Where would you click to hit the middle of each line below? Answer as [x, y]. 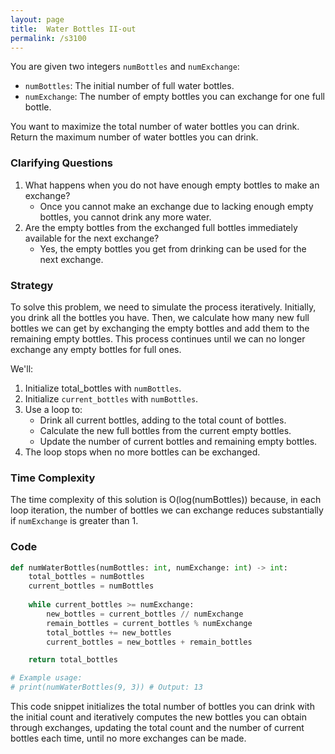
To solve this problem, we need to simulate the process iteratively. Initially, [163, 307]
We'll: [22, 368]
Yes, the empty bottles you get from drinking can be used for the [173, 248]
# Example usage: [46, 678]
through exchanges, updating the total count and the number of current [157, 728]
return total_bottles [73, 660]
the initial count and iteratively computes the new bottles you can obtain [158, 717]
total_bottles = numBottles [86, 577]
